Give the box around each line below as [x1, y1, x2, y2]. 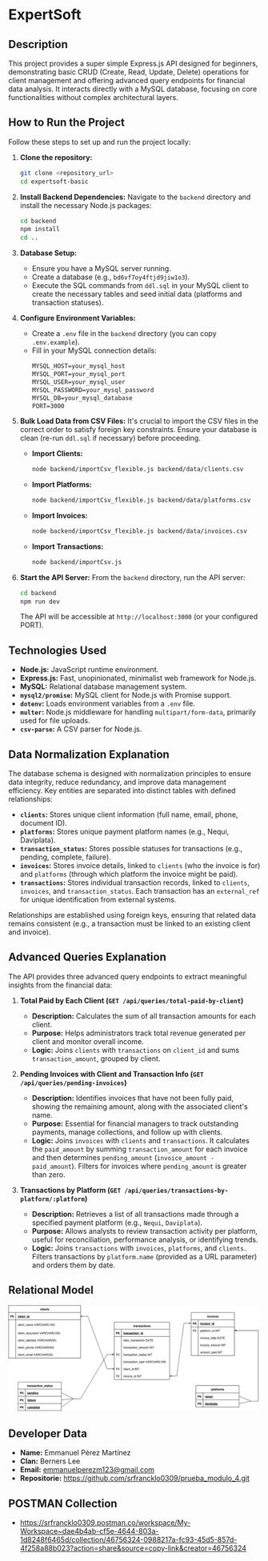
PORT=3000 [31, 402, 66, 410]
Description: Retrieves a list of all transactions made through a [31, 1209, 239, 1219]
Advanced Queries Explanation [8, 951, 166, 964]
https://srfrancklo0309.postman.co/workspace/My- [19, 1518, 191, 1527]
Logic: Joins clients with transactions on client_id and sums [31, 1045, 240, 1055]
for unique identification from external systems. [19, 895, 177, 905]
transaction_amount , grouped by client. [31, 1054, 161, 1063]
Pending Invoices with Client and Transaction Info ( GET [19, 1069, 204, 1079]
